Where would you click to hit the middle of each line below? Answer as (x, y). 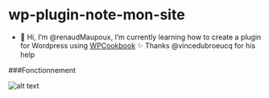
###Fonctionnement (42, 70)
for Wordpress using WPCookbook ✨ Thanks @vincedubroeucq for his (138, 45)
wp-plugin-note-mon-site (97, 15)
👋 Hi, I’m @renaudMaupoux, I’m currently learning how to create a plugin (141, 37)
